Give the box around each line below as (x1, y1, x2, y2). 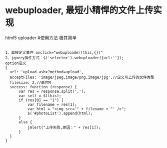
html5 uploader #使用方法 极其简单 (5, 35, 77, 41)
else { (18, 119, 32, 124)
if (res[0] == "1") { (18, 97, 64, 103)
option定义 (5, 61, 26, 66)
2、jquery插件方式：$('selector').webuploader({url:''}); (5, 55, 124, 60)
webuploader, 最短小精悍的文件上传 (5, 5, 153, 16)
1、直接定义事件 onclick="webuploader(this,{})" (5, 50, 103, 55)
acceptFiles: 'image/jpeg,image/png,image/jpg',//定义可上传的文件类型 (9, 75, 154, 80)
